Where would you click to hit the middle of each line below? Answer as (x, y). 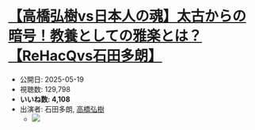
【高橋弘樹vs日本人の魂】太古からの (127, 16)
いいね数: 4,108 (45, 99)
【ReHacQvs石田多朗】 (85, 56)
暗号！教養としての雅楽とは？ (105, 36)
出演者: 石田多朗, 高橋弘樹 (62, 109)
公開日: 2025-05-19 (52, 79)
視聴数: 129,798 (45, 89)
